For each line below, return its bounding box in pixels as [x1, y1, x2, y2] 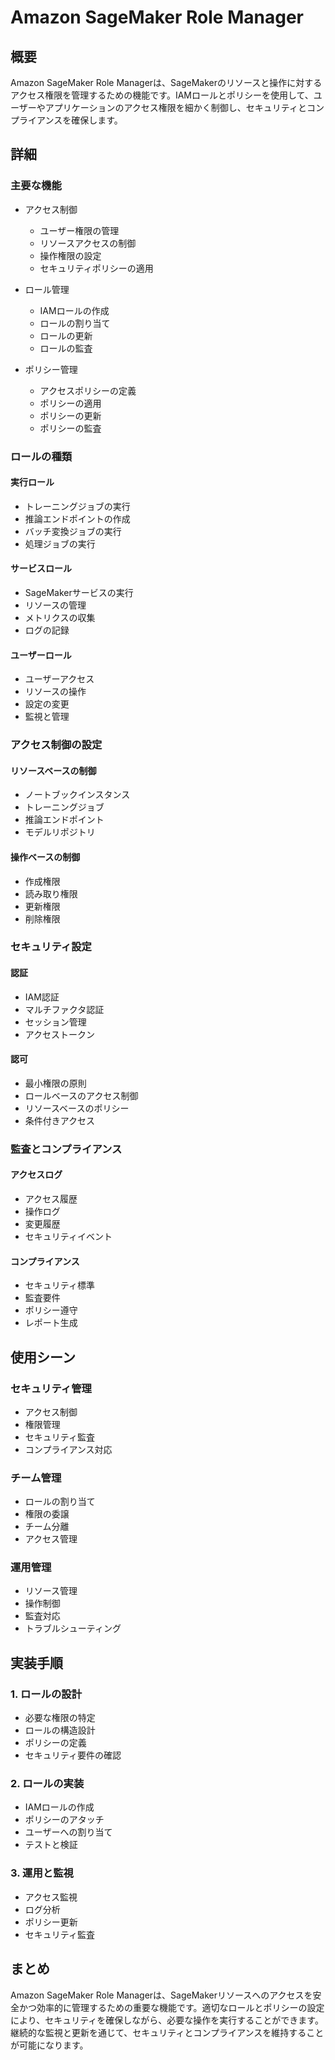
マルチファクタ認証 [24, 1003, 105, 1015]
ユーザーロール [10, 649, 72, 661]
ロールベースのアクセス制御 [24, 1089, 139, 1101]
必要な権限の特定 [24, 1712, 96, 1724]
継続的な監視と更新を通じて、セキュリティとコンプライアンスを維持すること [10, 2026, 325, 2038]
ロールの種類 [10, 449, 73, 463]
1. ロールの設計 [10, 1687, 83, 1701]
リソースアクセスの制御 [39, 237, 137, 249]
